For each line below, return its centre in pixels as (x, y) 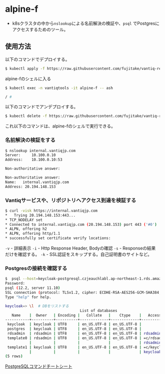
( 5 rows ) (14, 356)
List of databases (99, 311)
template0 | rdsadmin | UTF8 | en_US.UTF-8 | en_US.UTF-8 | (74, 338)
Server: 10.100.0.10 (30, 155)
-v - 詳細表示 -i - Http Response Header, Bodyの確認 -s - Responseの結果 (81, 248)
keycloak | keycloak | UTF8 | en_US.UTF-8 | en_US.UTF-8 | (74, 324)
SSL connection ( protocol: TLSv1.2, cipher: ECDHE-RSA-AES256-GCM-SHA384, (83, 293)
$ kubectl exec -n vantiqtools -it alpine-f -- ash (59, 88)
